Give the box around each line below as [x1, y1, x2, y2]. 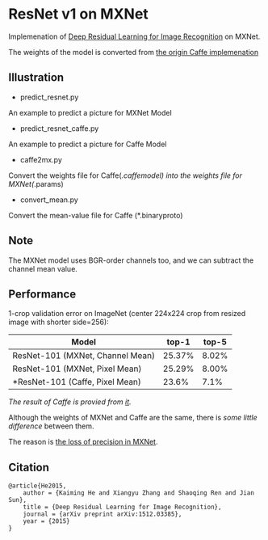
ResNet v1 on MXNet [8, 5, 149, 23]
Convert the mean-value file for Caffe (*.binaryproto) [8, 210, 183, 220]
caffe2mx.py [19, 154, 63, 164]
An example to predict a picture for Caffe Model [8, 139, 167, 149]
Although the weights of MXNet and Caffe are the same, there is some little [8, 413, 258, 423]
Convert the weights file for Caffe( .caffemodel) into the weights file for [8, 171, 243, 180]
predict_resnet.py [19, 92, 79, 102]
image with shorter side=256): [8, 317, 109, 327]
